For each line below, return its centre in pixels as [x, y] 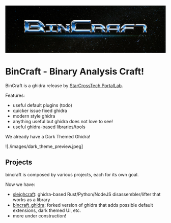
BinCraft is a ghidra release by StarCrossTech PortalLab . [64, 86]
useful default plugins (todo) [42, 105]
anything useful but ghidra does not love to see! [63, 122]
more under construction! [39, 215]
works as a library [31, 199]
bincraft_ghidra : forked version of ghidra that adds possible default [83, 205]
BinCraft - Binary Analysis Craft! [75, 72]
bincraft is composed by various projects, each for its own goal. [72, 174]
